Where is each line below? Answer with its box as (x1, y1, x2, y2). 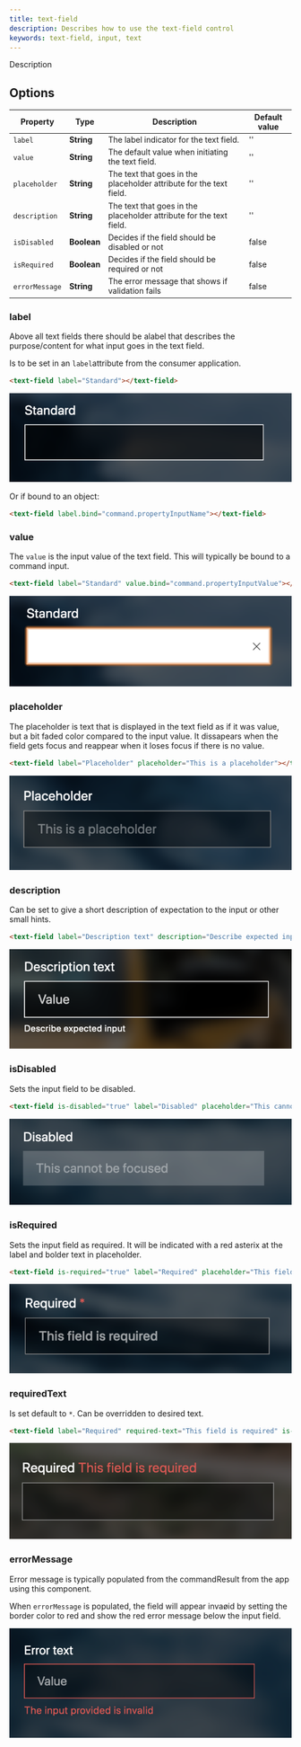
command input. (9, 561, 70, 572)
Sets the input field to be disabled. (9, 1083, 136, 1094)
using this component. (9, 1583, 92, 1594)
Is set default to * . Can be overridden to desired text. (9, 1407, 204, 1419)
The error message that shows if (107, 276, 228, 287)
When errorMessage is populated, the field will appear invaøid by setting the (9, 1601, 288, 1611)
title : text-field (9, 14, 78, 23)
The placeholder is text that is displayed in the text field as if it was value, (9, 721, 279, 732)
